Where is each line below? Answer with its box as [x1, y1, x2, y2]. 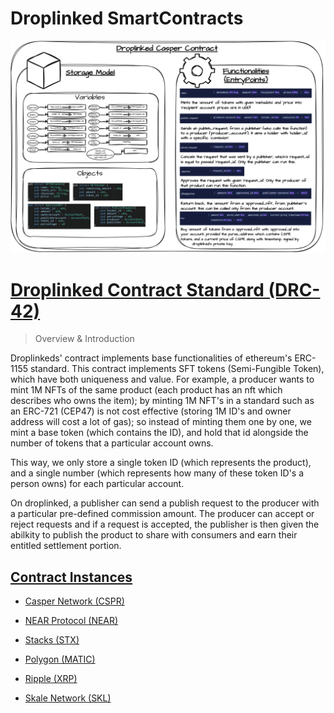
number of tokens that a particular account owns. [10, 437, 214, 449]
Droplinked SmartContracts [10, 7, 244, 30]
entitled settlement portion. [10, 540, 122, 552]
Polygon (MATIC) [24, 653, 96, 666]
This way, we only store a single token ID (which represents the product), [10, 457, 312, 469]
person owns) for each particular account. [10, 478, 185, 490]
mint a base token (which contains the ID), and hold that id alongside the [10, 427, 309, 439]
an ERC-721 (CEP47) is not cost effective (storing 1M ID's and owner [10, 405, 292, 417]
